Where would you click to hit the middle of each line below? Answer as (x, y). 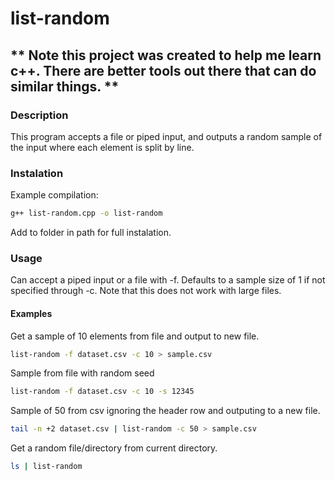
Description (39, 115)
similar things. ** (65, 86)
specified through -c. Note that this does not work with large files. (146, 291)
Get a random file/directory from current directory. (114, 448)
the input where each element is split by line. (102, 147)
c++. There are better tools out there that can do (163, 70)
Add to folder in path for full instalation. (91, 233)
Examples (31, 313)
